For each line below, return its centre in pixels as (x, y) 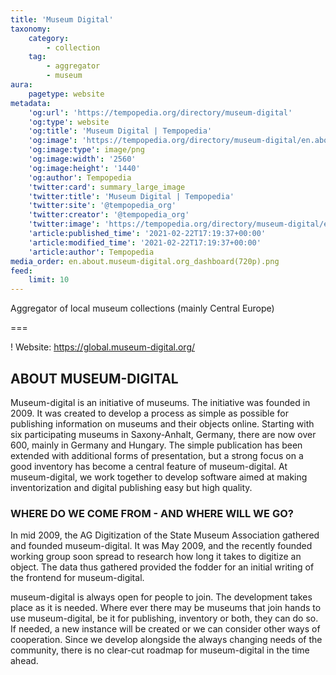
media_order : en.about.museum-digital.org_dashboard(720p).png (145, 261)
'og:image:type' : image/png (86, 150)
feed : (21, 271)
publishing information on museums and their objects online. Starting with (162, 423)
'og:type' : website (69, 122)
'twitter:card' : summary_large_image (107, 187)
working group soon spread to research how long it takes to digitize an (156, 557)
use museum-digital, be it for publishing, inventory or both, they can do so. (164, 618)
